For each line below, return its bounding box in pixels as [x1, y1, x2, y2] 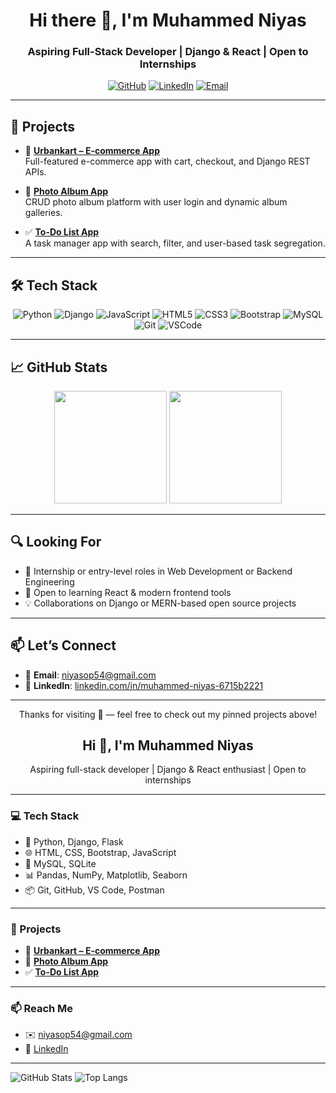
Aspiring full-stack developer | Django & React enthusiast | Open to [29, 764, 307, 776]
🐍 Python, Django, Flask [24, 835, 124, 848]
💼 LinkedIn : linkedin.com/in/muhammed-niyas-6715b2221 [24, 679, 264, 691]
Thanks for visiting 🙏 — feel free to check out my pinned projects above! [18, 708, 318, 720]
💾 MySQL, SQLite [24, 857, 97, 869]
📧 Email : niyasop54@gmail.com [24, 669, 157, 681]
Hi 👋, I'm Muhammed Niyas [82, 737, 254, 754]
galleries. [24, 207, 63, 219]
